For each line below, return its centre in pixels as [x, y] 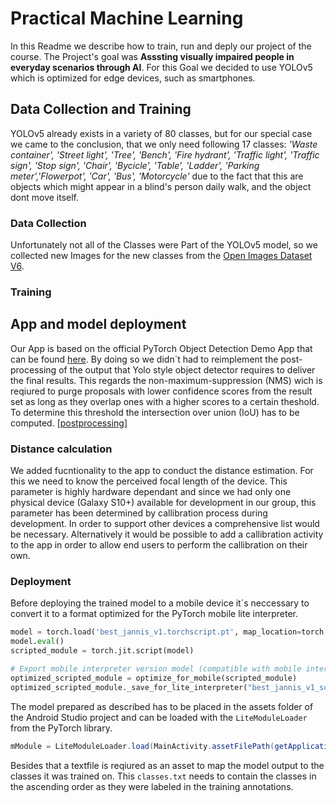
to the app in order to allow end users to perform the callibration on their [159, 545]
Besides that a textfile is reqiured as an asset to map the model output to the [167, 765]
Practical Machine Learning [127, 18]
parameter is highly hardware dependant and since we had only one [151, 492]
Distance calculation [61, 449]
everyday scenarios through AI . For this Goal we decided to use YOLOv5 [161, 67]
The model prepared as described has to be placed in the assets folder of [162, 706]
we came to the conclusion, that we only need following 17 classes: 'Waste [164, 144]
